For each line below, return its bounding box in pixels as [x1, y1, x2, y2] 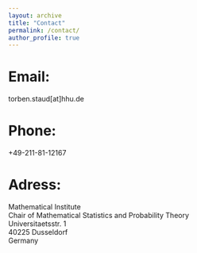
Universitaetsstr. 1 [8, 219, 67, 228]
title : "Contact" [8, 19, 66, 27]
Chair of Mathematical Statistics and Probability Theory [8, 211, 189, 220]
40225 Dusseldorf [8, 228, 68, 237]
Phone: [8, 122, 57, 140]
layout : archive [8, 11, 62, 20]
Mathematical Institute [8, 202, 81, 212]
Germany [8, 236, 39, 246]
